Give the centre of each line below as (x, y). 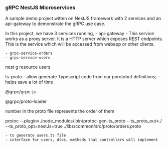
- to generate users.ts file (36, 135)
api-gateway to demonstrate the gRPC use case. (55, 24)
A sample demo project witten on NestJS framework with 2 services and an (83, 19)
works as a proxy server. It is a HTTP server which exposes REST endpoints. (84, 39)
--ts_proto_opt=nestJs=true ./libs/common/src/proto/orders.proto (73, 126)
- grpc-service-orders (29, 53)
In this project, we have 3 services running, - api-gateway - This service (80, 34)
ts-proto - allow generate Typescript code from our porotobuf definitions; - (83, 77)
